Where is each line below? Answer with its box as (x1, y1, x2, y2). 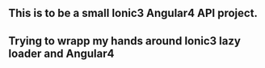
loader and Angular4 (8, 46, 115, 60)
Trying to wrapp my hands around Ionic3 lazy (8, 34, 241, 48)
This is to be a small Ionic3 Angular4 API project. (8, 6, 259, 20)
